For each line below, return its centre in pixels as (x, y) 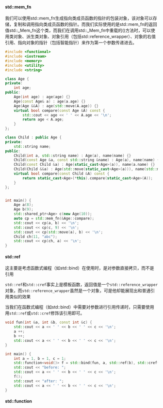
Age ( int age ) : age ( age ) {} (42, 97)
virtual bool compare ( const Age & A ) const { (59, 110)
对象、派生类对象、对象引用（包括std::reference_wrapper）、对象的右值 (85, 37)
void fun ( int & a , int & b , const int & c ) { (49, 322)
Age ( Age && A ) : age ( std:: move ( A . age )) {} (56, 106)
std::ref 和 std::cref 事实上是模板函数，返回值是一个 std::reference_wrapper (81, 285)
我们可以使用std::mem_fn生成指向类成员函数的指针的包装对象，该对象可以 (79, 18)
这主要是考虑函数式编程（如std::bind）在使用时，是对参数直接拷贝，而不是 (80, 268)
